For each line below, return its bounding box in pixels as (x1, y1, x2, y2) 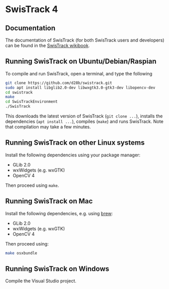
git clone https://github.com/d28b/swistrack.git (5, 80, 113, 86)
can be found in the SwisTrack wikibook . (5, 43, 90, 49)
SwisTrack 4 (5, 4, 58, 15)
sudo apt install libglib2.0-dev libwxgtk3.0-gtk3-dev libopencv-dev (5, 85, 156, 90)
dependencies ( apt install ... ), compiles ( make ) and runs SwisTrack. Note (5, 118, 164, 125)
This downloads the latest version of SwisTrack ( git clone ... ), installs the (5, 113, 163, 119)
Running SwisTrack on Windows (5, 264, 110, 273)
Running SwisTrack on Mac (5, 197, 93, 205)
